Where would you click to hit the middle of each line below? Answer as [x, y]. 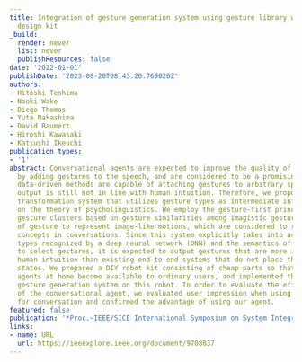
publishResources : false [64, 59]
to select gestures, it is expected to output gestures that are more [152, 252]
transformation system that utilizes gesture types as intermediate [148, 202]
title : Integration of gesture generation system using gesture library [148, 18]
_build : [24, 34]
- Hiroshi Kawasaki [46, 135]
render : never [44, 43]
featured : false [40, 310]
